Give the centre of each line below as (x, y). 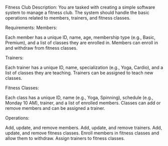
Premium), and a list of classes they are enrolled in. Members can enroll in (81, 43)
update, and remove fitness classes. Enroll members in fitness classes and (82, 133)
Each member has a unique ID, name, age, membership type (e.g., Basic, (80, 37)
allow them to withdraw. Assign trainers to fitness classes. (65, 138)
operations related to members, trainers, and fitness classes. (68, 18)
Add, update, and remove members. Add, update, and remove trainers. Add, (84, 128)
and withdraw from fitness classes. (41, 48)
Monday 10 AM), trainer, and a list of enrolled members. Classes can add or (83, 103)
